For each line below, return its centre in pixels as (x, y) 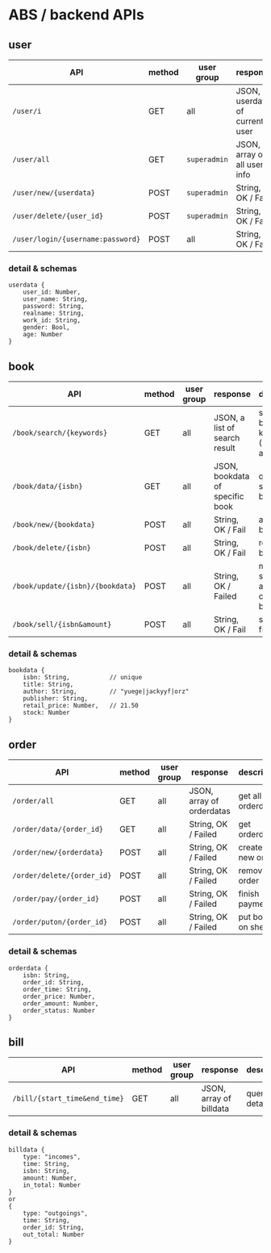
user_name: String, (56, 299)
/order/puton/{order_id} (60, 922)
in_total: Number (52, 1185)
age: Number (43, 335)
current (250, 121)
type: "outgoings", (56, 1213)
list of (224, 428)
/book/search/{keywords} (60, 433)
